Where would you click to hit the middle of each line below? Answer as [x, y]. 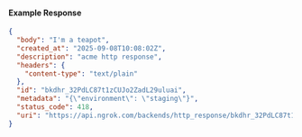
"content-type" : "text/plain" [82, 73]
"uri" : [29, 115]
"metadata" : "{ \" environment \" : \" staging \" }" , [108, 99]
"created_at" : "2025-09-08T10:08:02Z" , [92, 48]
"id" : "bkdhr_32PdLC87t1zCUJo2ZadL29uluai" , [101, 90]
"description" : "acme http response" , [90, 57]
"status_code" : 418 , [55, 107]
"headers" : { [41, 65]
